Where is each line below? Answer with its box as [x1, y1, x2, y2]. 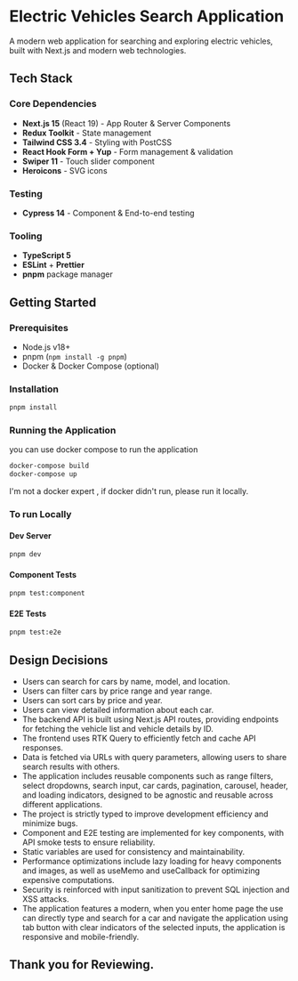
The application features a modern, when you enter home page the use [21, 904, 284, 914]
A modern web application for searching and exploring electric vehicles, [9, 36, 273, 46]
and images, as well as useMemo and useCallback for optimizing [21, 865, 261, 876]
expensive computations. [21, 875, 115, 886]
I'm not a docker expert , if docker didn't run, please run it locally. [9, 486, 249, 497]
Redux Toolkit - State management [21, 127, 152, 138]
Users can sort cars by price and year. [21, 695, 163, 706]
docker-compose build [9, 461, 90, 471]
